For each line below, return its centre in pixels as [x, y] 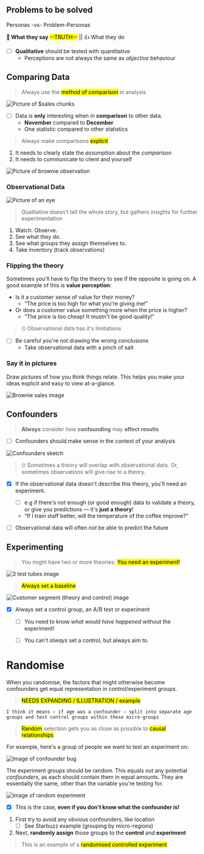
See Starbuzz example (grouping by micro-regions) [89, 826]
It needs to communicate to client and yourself [73, 159]
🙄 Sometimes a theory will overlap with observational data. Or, [100, 465]
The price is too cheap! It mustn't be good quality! [89, 316]
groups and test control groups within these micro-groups [83, 717]
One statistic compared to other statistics [76, 129]
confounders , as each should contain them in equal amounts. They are [95, 777]
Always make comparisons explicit [65, 141]
